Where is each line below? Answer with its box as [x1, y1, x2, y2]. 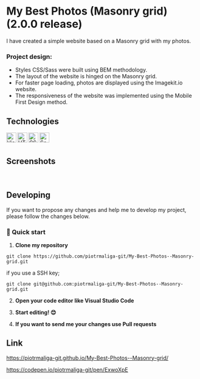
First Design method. [15, 98, 68, 106]
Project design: [6, 52, 53, 61]
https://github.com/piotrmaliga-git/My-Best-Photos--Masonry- [33, 253, 195, 259]
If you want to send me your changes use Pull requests [15, 320, 157, 327]
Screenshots [6, 156, 56, 166]
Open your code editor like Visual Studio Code [15, 296, 134, 304]
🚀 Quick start [6, 228, 46, 236]
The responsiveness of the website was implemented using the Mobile [15, 92, 193, 100]
